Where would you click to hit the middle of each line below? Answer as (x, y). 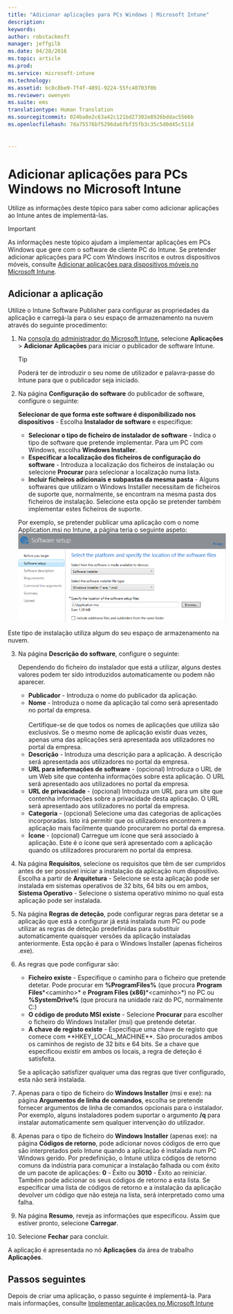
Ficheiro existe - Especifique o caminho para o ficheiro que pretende (127, 978)
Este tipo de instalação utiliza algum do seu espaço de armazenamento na (114, 633)
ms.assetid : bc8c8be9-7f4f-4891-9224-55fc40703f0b (82, 88)
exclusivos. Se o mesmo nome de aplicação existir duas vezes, (118, 733)
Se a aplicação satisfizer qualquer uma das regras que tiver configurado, (122, 1073)
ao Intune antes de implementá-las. (58, 216)
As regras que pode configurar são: (68, 964)
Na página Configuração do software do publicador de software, (111, 394)
